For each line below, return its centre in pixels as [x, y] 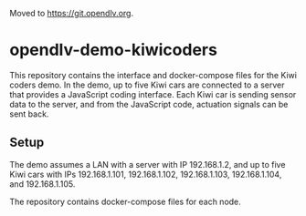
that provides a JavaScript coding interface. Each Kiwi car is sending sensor [153, 94]
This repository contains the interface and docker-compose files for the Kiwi [153, 75]
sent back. [29, 114]
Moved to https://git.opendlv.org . [72, 13]
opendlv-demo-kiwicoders [113, 50]
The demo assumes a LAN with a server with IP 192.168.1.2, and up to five [148, 164]
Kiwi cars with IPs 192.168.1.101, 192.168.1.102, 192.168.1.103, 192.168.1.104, [146, 174]
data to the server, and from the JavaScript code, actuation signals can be [149, 104]
